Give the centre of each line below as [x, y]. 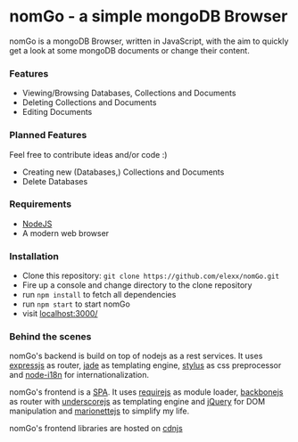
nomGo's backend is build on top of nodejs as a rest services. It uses [136, 356]
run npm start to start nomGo [76, 304]
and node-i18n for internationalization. [79, 375]
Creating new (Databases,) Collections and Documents [123, 172]
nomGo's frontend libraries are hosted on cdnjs [96, 429]
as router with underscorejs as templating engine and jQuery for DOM [137, 402]
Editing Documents [57, 112]
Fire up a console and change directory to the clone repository [137, 285]
